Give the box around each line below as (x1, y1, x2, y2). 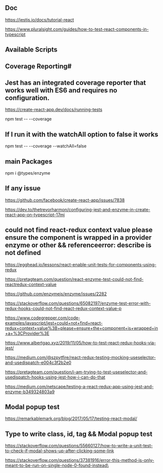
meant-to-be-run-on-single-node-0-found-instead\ (5, 462, 109, 469)
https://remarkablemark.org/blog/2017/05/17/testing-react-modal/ (5, 416, 137, 421)
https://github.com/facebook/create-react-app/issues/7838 (5, 197, 125, 203)
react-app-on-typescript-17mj (5, 212, 65, 218)
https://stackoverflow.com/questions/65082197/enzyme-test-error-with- (5, 300, 151, 306)
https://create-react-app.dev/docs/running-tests (5, 107, 103, 112)
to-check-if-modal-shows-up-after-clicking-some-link (5, 448, 114, 454)
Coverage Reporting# (5, 62, 72, 70)
